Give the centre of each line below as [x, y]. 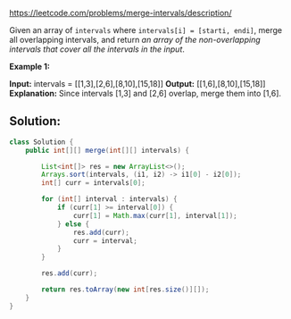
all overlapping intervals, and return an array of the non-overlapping [135, 40]
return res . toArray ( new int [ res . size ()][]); [125, 290]
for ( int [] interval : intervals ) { [109, 199]
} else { [73, 224]
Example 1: [30, 67]
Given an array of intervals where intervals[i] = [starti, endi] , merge [146, 30]
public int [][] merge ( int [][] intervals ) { [108, 150]
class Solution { [42, 142]
